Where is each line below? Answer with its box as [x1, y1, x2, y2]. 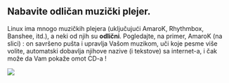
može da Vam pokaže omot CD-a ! [7, 54, 107, 63]
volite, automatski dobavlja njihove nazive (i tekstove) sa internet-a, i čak [7, 46, 218, 55]
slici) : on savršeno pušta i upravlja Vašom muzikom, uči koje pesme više [7, 39, 218, 48]
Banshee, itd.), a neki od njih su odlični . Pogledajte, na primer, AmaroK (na [7, 32, 223, 40]
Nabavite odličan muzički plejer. [7, 6, 151, 18]
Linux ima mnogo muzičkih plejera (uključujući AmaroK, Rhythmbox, [7, 24, 204, 32]
